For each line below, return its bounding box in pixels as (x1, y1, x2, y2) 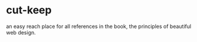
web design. (6, 29, 36, 36)
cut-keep (6, 3, 52, 17)
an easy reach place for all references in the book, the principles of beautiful (6, 23, 192, 30)
